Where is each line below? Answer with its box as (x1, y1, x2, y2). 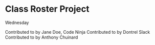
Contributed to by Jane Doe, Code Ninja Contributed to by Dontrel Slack (5, 29, 150, 35)
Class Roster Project (5, 3, 89, 15)
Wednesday (5, 20, 29, 25)
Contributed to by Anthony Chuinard (5, 34, 78, 40)
